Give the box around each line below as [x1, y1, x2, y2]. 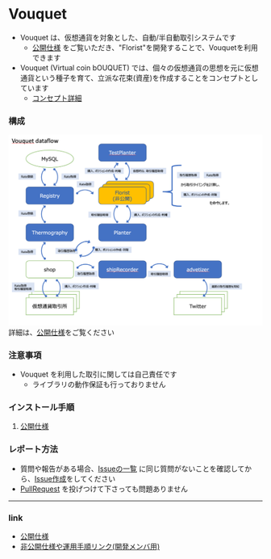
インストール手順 [8, 401, 75, 413]
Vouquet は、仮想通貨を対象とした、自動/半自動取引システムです [19, 32, 236, 42]
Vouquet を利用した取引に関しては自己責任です [19, 369, 177, 380]
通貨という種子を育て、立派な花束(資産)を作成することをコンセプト [19, 73, 244, 82]
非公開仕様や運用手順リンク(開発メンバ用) [19, 541, 161, 551]
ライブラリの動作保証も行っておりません [31, 380, 167, 389]
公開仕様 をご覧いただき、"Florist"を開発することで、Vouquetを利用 [31, 42, 258, 53]
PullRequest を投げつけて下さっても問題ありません [19, 484, 188, 494]
